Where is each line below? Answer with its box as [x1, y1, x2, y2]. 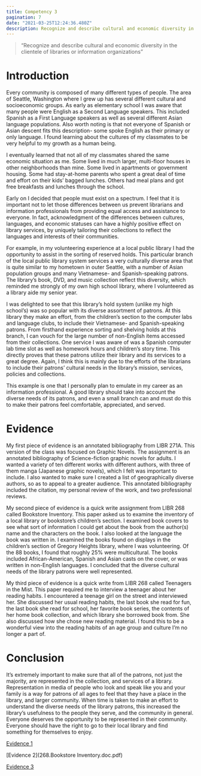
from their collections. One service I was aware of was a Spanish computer [6, 339, 191, 346]
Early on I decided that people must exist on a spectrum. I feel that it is [6, 195, 180, 202]
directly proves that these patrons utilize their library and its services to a [6, 351, 187, 359]
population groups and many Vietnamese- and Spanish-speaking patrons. [6, 270, 188, 277]
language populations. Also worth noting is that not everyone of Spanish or [6, 121, 191, 128]
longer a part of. [6, 631, 46, 638]
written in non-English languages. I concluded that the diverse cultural [6, 562, 179, 569]
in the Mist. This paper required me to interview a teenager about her [6, 586, 176, 593]
